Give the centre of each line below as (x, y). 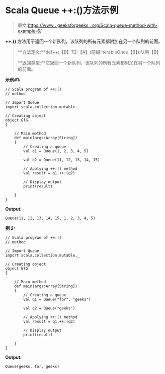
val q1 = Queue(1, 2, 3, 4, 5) (56, 151)
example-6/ (29, 31)
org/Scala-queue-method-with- (125, 25)
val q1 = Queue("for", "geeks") (57, 299)
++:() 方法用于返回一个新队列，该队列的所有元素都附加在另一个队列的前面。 (84, 41)
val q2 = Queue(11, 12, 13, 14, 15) (62, 160)
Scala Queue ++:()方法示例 (62, 10)
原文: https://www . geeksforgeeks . (54, 25)
